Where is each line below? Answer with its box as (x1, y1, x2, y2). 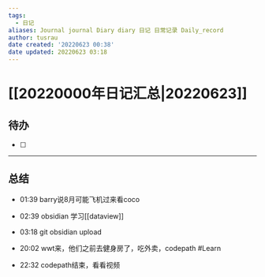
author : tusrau (8, 33, 58, 42)
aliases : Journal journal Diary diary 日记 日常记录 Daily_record (8, 26, 224, 34)
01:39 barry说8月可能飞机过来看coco (19, 194, 140, 204)
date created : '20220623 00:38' (8, 41, 114, 49)
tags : (8, 11, 26, 20)
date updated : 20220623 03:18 (8, 48, 108, 56)
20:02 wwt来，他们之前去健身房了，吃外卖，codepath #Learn (19, 243, 222, 253)
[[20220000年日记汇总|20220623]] (8, 84, 248, 103)
